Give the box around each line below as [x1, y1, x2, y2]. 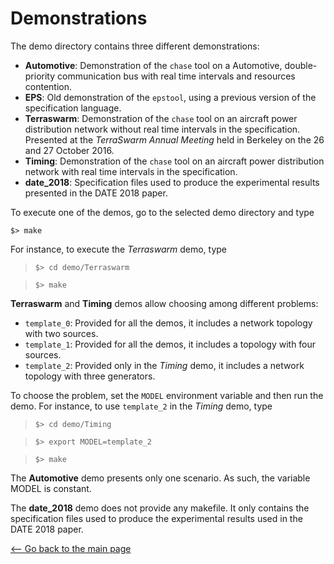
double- [284, 59, 318, 71]
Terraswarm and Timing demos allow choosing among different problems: [10, 297, 319, 309]
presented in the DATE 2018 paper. [24, 187, 168, 199]
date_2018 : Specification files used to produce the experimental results [24, 176, 320, 188]
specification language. [24, 102, 122, 114]
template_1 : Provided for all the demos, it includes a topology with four [24, 338, 317, 350]
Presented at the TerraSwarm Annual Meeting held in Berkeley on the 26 [24, 133, 325, 146]
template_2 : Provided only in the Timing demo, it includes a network [24, 359, 305, 371]
